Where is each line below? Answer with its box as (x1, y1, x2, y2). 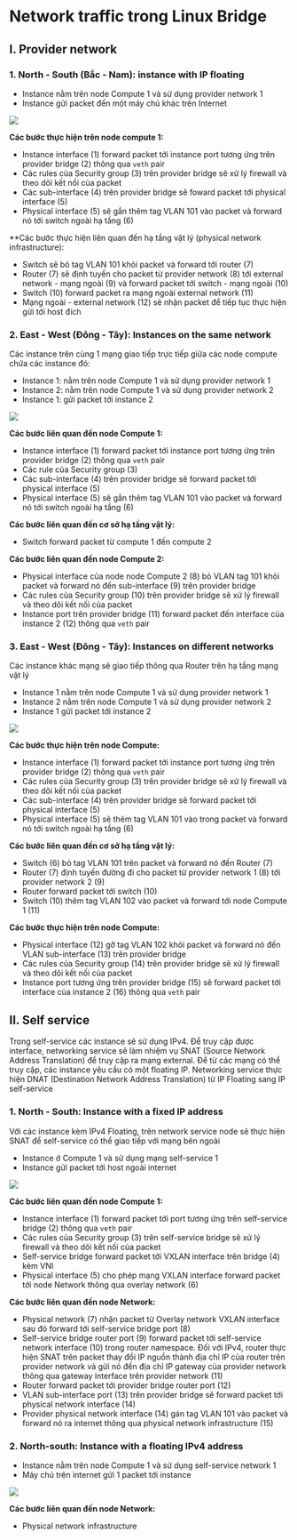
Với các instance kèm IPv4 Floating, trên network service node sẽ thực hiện (9, 1126, 285, 1136)
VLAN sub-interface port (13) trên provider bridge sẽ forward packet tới (21, 1389, 284, 1400)
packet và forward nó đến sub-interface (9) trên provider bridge (21, 581, 256, 591)
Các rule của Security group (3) (21, 464, 138, 475)
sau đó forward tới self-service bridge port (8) (21, 1323, 191, 1334)
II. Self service (9, 1012, 90, 1028)
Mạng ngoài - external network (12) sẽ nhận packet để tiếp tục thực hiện (21, 296, 287, 308)
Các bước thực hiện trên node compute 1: (9, 132, 164, 142)
